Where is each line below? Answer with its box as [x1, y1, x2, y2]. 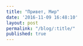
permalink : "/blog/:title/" [6, 25, 76, 32]
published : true [6, 31, 46, 37]
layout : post [6, 20, 39, 26]
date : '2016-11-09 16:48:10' [6, 14, 78, 20]
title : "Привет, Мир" [6, 8, 60, 15]
